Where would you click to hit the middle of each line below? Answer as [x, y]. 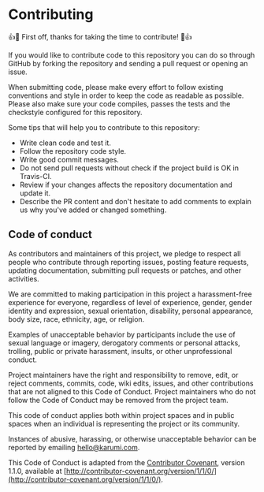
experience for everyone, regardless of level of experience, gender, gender [130, 302]
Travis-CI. [36, 176]
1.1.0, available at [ [37, 471]
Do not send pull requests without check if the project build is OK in [129, 168]
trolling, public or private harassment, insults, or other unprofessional [120, 351]
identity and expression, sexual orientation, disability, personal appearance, [131, 311]
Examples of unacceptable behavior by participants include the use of [122, 334]
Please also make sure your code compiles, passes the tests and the [119, 103]
